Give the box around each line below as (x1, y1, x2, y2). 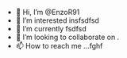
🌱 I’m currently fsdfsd (15, 24, 87, 33)
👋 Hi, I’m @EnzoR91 (15, 8, 80, 16)
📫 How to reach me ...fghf (15, 42, 103, 50)
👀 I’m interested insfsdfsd (15, 16, 99, 25)
